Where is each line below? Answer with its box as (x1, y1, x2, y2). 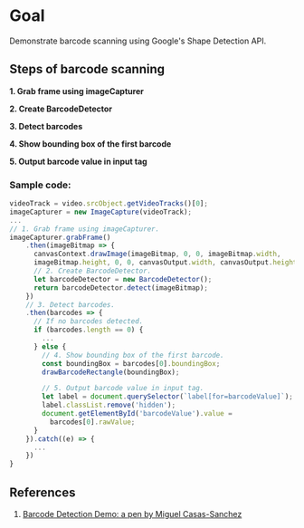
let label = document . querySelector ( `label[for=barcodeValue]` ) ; (42, 392, 294, 401)
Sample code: (9, 178, 71, 191)
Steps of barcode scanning (9, 62, 166, 77)
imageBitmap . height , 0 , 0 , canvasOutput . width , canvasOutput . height (33, 258, 298, 267)
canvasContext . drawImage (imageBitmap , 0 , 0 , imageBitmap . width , (33, 250, 281, 259)
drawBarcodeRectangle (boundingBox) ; (42, 368, 180, 377)
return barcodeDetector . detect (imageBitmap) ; (33, 283, 208, 293)
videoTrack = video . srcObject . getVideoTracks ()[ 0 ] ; (9, 199, 208, 208)
